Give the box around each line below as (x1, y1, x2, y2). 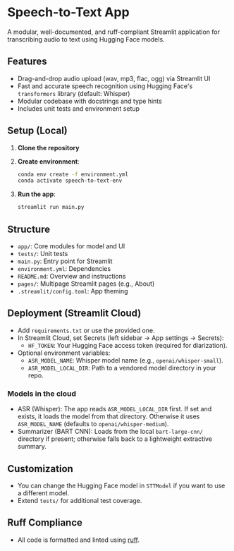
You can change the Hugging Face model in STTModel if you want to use (17, 481, 226, 490)
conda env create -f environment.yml (17, 171, 129, 178)
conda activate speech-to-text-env (17, 177, 123, 184)
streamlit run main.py (17, 204, 85, 211)
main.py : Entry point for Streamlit (17, 257, 113, 265)
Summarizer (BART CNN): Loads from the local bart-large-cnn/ (17, 428, 203, 436)
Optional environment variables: (17, 349, 111, 357)
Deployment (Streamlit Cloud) (7, 308, 142, 320)
